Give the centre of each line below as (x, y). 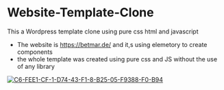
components (35, 52)
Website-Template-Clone (80, 13)
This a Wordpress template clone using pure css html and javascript (103, 31)
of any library (36, 66)
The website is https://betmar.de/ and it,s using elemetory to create (112, 44)
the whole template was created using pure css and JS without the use (117, 59)
